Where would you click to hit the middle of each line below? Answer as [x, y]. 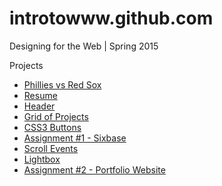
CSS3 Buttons [52, 127]
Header [39, 106]
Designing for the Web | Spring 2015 [84, 46]
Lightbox [42, 159]
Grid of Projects [56, 116]
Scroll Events [51, 148]
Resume [40, 95]
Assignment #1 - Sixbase [75, 138]
